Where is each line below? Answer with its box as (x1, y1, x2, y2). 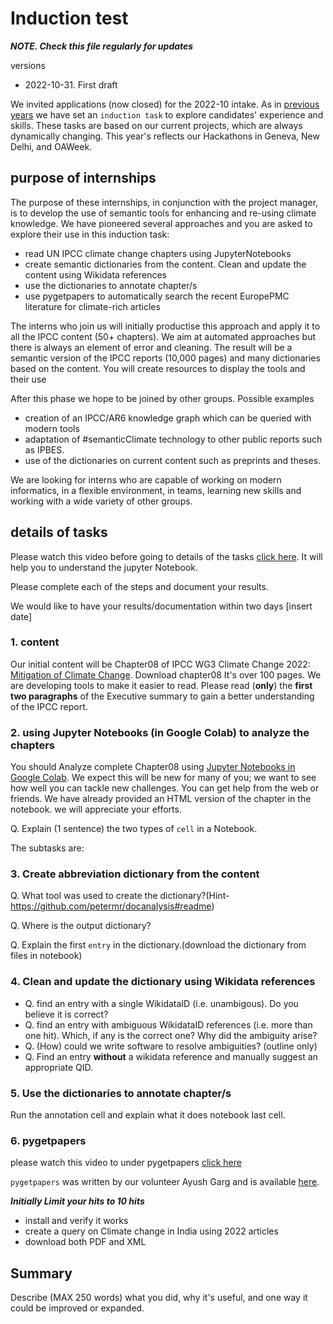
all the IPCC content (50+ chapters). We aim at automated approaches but (10, 330, 317, 342)
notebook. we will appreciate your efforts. (10, 803, 182, 816)
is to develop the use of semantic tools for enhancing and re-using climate (10, 207, 317, 219)
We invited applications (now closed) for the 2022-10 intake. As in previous (10, 98, 320, 110)
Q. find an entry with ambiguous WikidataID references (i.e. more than (24, 1018, 313, 1031)
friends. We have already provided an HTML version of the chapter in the (10, 793, 312, 805)
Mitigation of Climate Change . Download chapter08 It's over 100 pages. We (10, 668, 322, 681)
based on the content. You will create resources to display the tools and (10, 362, 306, 374)
